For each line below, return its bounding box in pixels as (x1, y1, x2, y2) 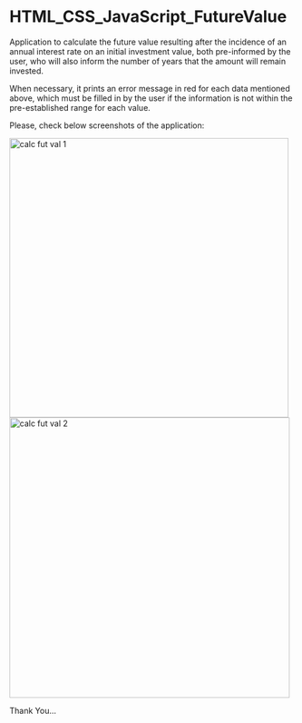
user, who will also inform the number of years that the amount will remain (9, 55, 287, 66)
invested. (9, 65, 44, 76)
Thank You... (9, 705, 57, 716)
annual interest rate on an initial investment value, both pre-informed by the (9, 45, 292, 56)
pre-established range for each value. (9, 102, 151, 113)
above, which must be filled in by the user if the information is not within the (9, 93, 293, 104)
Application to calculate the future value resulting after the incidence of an (9, 36, 287, 47)
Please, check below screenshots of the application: (9, 120, 205, 131)
